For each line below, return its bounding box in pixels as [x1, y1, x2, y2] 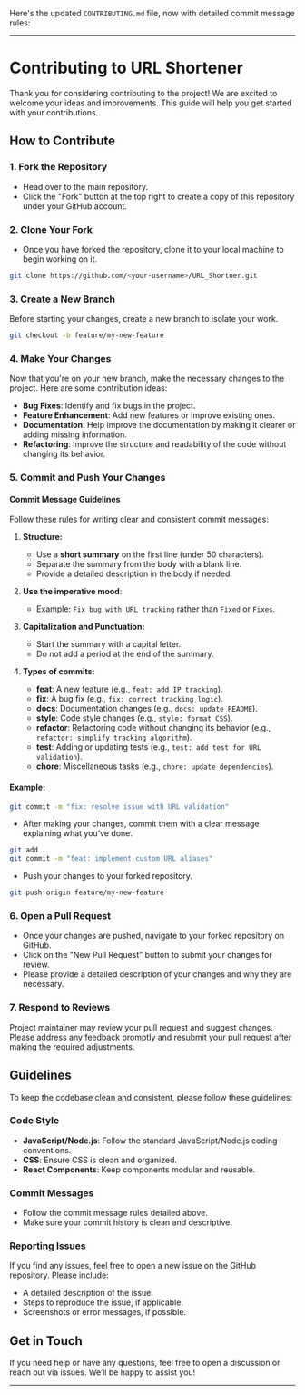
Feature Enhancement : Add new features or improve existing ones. [22, 410, 275, 421]
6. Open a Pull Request [9, 910, 112, 922]
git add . [9, 845, 47, 855]
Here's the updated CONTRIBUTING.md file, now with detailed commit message [9, 8, 295, 18]
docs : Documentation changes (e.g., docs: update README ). [35, 703, 259, 714]
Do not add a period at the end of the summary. [35, 649, 214, 660]
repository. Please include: [9, 1270, 109, 1280]
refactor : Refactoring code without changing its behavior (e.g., [35, 722, 271, 733]
